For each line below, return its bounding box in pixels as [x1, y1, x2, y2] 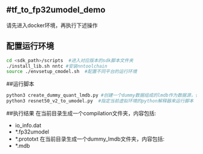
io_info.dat [14, 122, 42, 129]
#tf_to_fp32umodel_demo [6, 5, 106, 15]
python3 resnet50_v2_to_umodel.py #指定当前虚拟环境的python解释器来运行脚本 [6, 98, 194, 104]
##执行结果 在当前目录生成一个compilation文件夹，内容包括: [6, 110, 156, 117]
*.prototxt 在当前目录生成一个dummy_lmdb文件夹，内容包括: [14, 135, 165, 143]
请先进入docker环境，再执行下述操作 [6, 21, 98, 29]
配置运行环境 [6, 41, 54, 51]
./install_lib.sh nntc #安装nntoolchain [6, 63, 108, 69]
